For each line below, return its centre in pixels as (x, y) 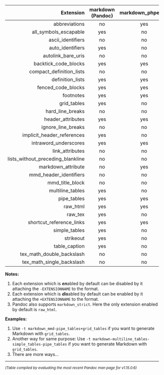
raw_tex (76, 214)
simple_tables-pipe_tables (40, 344)
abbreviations (69, 24)
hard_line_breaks (65, 111)
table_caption (69, 246)
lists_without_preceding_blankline (46, 159)
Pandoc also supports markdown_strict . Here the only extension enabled (85, 304)
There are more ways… (35, 354)
